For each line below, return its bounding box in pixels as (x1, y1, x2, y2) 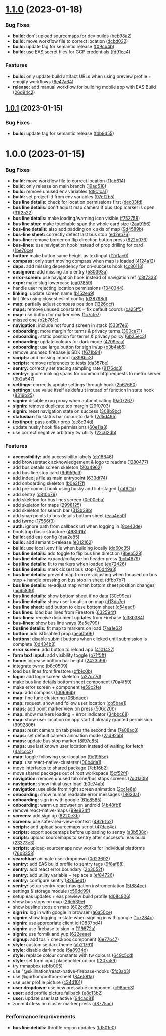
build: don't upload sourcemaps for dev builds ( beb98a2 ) (12, 33, 132, 39)
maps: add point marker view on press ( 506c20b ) (12, 705, 116, 712)
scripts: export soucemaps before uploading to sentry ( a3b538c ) (12, 829, 148, 835)
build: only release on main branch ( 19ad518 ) (12, 183, 107, 189)
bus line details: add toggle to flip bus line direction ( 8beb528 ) (12, 550, 143, 556)
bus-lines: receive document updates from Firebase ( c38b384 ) (12, 615, 145, 621)
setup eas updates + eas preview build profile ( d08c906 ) (12, 893, 131, 899)
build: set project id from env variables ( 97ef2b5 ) (12, 193, 115, 200)
